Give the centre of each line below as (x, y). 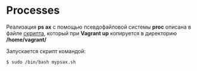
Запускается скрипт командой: (46, 51)
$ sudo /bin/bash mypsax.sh (41, 62)
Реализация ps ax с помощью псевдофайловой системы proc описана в (99, 27)
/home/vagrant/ (26, 39)
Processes (33, 10)
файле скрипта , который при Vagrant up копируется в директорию (92, 33)
